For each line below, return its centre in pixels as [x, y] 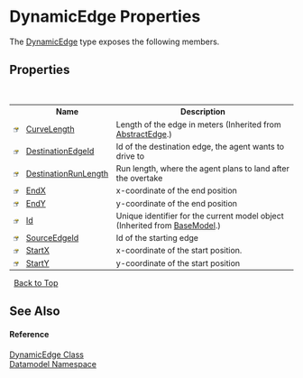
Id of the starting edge [157, 238]
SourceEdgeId [52, 238]
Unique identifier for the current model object [200, 216]
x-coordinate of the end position [176, 190]
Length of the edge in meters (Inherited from [198, 124]
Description [202, 112]
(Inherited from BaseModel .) [168, 225]
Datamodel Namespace [53, 364]
